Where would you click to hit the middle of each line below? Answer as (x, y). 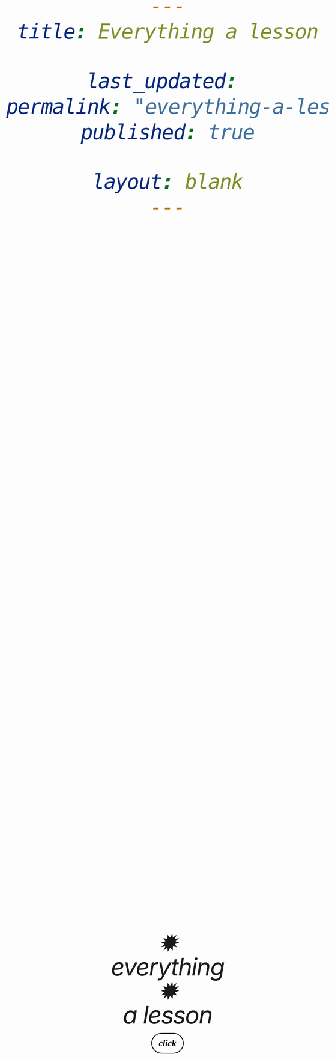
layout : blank (167, 182)
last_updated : (162, 81)
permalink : (64, 107)
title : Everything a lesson (167, 32)
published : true (167, 132)
